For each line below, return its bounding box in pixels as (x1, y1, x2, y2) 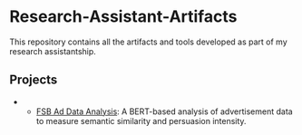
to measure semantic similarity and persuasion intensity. (35, 115, 247, 126)
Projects (9, 72, 58, 88)
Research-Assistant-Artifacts (9, 6, 238, 27)
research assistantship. (9, 45, 97, 56)
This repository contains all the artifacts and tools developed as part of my (9, 36, 287, 47)
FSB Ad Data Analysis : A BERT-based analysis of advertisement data (35, 106, 293, 117)
